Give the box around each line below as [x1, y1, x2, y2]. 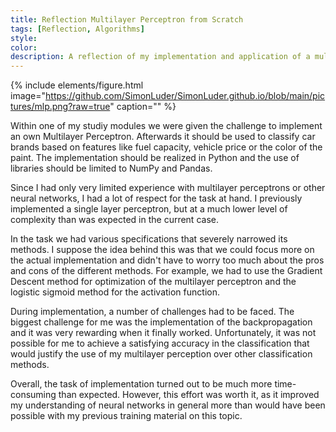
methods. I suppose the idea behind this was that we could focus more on [10, 244, 315, 256]
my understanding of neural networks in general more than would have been [10, 399, 326, 411]
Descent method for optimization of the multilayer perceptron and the [10, 276, 297, 288]
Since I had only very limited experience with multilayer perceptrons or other [10, 182, 326, 194]
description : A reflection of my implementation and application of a [10, 52, 311, 62]
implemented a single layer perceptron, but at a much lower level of [10, 203, 288, 215]
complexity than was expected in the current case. [10, 214, 219, 226]
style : [10, 33, 38, 43]
